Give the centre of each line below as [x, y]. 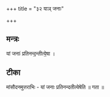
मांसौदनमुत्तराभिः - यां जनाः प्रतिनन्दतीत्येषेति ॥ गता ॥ [55, 87]
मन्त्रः [13, 39]
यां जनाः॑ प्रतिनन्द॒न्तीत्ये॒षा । [31, 54]
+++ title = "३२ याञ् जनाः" [35, 9]
